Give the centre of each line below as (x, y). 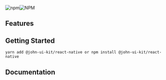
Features (19, 23)
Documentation (30, 72)
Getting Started (30, 41)
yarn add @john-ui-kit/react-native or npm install (61, 52)
